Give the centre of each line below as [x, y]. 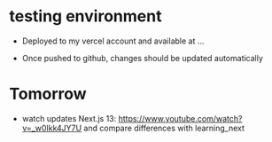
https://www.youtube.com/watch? [180, 118]
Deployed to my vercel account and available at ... [113, 41]
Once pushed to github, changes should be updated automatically [143, 58]
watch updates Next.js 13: [69, 118]
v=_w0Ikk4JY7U [52, 128]
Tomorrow [48, 94]
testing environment [85, 16]
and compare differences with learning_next [164, 128]
